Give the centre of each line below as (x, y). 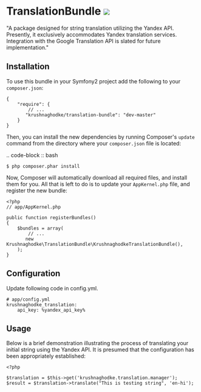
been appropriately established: (46, 356)
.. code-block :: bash (32, 155)
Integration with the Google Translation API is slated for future (83, 41)
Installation (28, 67)
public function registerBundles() (51, 217)
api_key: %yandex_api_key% (51, 310)
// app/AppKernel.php (34, 207)
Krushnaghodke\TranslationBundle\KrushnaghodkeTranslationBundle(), (95, 244)
